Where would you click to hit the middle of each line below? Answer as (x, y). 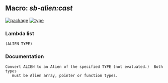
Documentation (25, 56)
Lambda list (20, 33)
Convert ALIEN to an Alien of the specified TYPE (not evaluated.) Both (84, 67)
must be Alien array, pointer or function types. (65, 76)
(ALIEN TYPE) (19, 44)
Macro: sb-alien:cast (39, 8)
